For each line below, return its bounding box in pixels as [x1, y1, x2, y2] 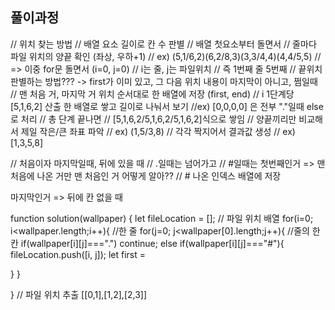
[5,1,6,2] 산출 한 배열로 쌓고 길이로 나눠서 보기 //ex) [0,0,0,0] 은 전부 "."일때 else [10, 100, 324, 112]
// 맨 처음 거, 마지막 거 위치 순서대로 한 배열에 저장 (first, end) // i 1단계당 [10, 88, 295, 100]
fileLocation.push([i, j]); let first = [10, 248, 147, 260]
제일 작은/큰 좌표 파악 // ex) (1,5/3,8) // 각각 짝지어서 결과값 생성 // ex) [20, 125, 296, 137]
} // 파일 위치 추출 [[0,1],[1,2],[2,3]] [10, 288, 148, 300]
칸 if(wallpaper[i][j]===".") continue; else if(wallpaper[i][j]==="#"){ [10, 237, 285, 249]
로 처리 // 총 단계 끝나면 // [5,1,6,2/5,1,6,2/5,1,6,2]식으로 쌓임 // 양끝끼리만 [10, 113, 297, 125]
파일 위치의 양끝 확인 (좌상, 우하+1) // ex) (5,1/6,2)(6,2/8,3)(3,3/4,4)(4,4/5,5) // [10, 50, 322, 62]
